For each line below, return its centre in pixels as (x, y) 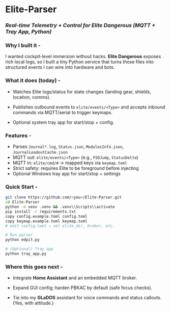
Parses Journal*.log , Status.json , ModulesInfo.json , (68, 147)
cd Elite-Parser (22, 202)
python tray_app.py (26, 254)
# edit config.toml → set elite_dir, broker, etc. (60, 226)
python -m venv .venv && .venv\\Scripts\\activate (60, 207)
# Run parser (19, 235)
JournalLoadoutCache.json (40, 152)
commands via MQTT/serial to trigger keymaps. (63, 112)
